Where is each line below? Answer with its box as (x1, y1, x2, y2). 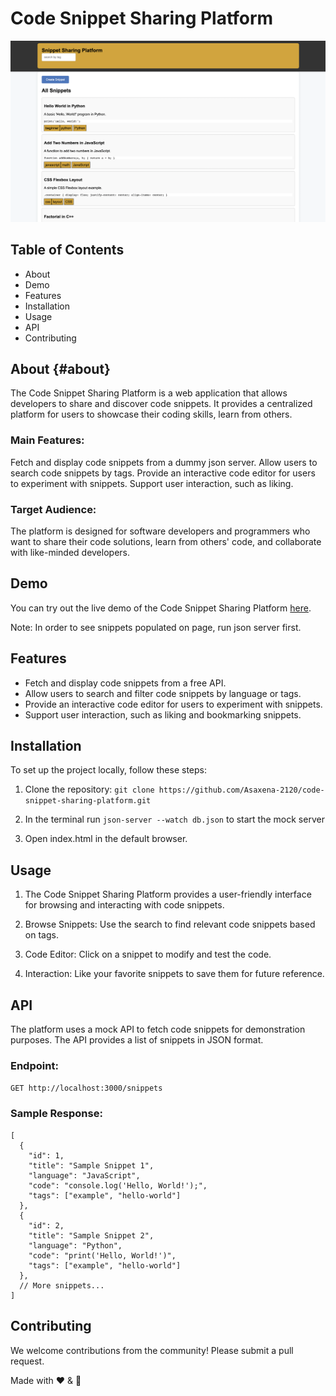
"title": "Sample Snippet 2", (28, 1230, 155, 1241)
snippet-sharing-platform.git (24, 796, 152, 806)
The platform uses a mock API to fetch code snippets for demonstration (10, 1023, 306, 1036)
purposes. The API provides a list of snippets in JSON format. (10, 1034, 264, 1046)
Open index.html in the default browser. (24, 833, 188, 845)
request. (10, 1355, 45, 1367)
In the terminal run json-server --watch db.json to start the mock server (24, 813, 325, 826)
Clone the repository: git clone (24, 783, 155, 796)
